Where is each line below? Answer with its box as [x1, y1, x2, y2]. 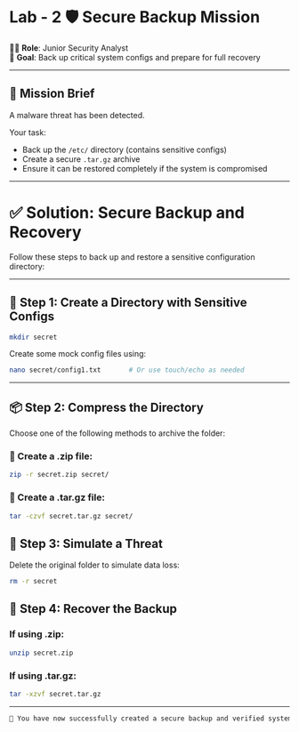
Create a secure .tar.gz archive [21, 153, 141, 165]
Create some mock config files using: [9, 349, 147, 359]
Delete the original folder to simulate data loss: [9, 559, 180, 570]
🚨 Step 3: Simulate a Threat [9, 535, 163, 551]
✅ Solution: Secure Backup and [9, 202, 245, 222]
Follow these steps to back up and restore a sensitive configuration [9, 251, 255, 262]
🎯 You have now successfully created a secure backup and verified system [9, 713, 293, 723]
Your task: [9, 126, 46, 138]
